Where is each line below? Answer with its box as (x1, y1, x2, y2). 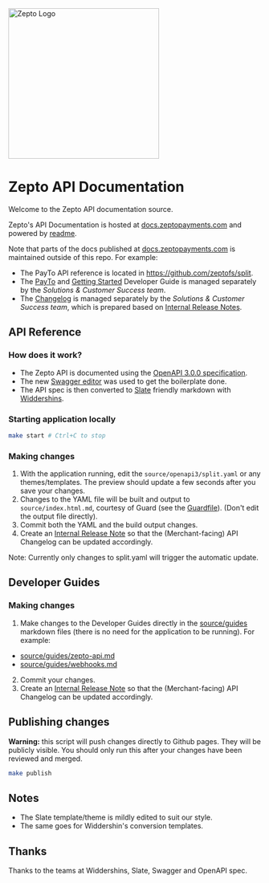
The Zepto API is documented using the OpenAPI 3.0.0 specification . (19, 368, 248, 377)
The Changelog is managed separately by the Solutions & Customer (19, 293, 245, 303)
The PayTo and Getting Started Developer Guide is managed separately (19, 276, 257, 286)
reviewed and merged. (8, 754, 83, 763)
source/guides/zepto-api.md (19, 650, 115, 661)
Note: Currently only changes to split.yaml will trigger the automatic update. (8, 553, 259, 563)
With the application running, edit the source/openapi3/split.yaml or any (19, 469, 261, 478)
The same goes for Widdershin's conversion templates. (19, 821, 203, 831)
